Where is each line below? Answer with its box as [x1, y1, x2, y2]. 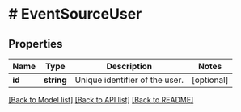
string [43, 74, 67, 85]
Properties [8, 37, 63, 51]
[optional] [191, 74, 229, 85]
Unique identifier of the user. [74, 74, 184, 85]
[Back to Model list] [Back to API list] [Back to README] [8, 95, 194, 105]
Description [106, 61, 153, 72]
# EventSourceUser [8, 5, 142, 23]
